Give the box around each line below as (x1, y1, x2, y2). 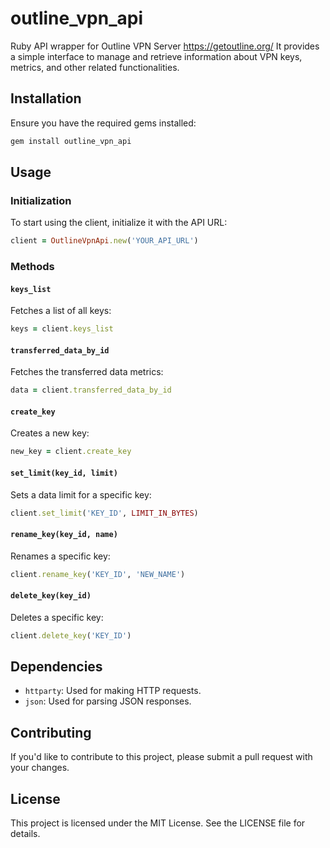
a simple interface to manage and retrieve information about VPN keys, (10, 50, 303, 62)
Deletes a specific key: (10, 611, 104, 623)
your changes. (10, 762, 70, 774)
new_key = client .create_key (10, 447, 132, 457)
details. (10, 828, 41, 840)
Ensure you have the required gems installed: (10, 117, 197, 129)
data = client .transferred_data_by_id (10, 385, 172, 396)
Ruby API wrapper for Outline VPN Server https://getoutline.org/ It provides (10, 40, 320, 52)
